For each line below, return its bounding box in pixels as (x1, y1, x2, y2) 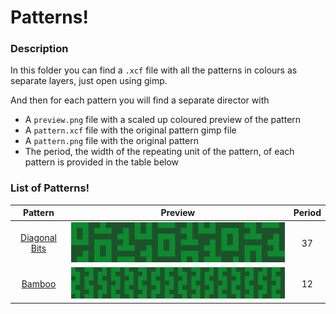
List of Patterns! (10, 181, 90, 195)
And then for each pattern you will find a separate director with (10, 94, 270, 106)
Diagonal (20, 232, 57, 244)
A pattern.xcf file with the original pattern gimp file (24, 124, 237, 136)
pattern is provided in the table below (24, 156, 180, 168)
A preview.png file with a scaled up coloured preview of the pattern (24, 114, 302, 126)
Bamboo (21, 278, 57, 290)
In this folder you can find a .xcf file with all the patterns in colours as (10, 64, 298, 76)
